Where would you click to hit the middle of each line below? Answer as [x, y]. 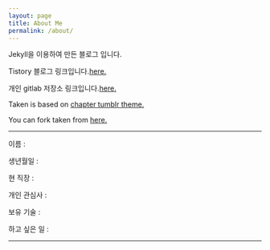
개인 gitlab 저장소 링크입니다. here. [62, 88]
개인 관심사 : [28, 195]
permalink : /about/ [41, 30]
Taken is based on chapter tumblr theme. [76, 104]
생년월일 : [23, 161]
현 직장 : [21, 178]
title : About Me [35, 23]
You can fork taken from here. [58, 120]
